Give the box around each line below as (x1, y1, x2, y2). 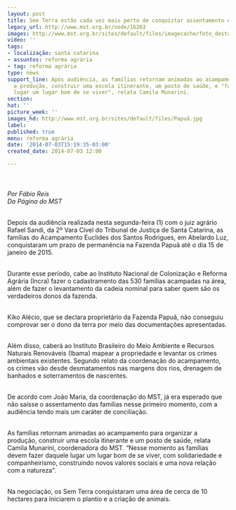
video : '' (7, 37, 37, 44)
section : (7, 96, 33, 103)
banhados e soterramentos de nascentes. (7, 371, 128, 380)
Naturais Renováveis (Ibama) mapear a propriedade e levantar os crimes (7, 349, 217, 357)
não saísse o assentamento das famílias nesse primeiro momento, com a (7, 400, 218, 409)
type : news (7, 69, 39, 76)
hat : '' (7, 102, 30, 109)
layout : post (7, 10, 46, 18)
